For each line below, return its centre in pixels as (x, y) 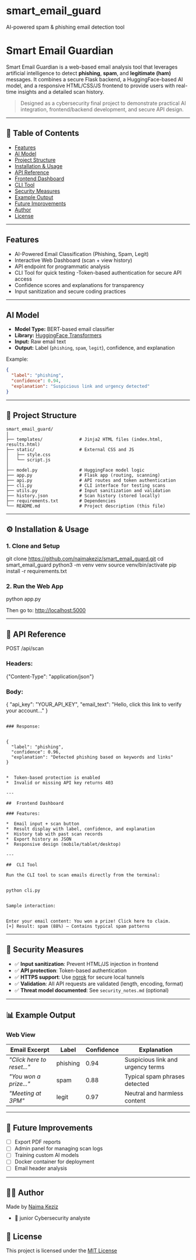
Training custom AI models (47, 1155)
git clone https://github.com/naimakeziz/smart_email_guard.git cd (85, 559)
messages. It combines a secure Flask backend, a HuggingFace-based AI (94, 79)
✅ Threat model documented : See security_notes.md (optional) (92, 990)
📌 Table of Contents (43, 133)
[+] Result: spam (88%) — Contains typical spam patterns (78, 926)
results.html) (23, 444)
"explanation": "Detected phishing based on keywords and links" (92, 757)
